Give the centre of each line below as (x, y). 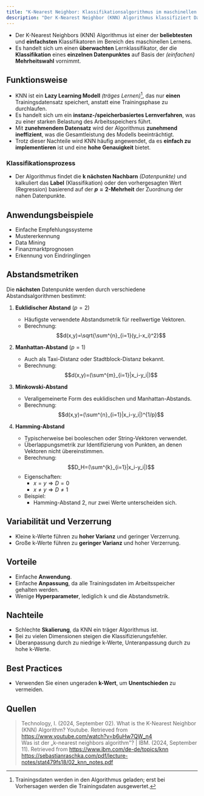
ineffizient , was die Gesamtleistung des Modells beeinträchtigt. (95, 134)
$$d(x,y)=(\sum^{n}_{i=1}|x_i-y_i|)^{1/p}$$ (111, 414)
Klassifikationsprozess (41, 163)
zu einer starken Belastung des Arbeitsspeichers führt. (83, 121)
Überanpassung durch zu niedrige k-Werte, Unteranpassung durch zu (103, 643)
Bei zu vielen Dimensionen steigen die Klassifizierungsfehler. (91, 636)
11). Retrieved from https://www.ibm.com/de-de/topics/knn (95, 749)
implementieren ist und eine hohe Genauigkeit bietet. (83, 147)
